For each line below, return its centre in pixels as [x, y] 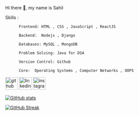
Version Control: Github [45, 62]
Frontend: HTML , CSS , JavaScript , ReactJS [67, 27]
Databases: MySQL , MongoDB [48, 44]
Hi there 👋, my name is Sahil [34, 8]
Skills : [12, 17]
